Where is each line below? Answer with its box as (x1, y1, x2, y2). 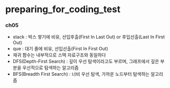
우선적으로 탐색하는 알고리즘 (22, 65, 79, 71)
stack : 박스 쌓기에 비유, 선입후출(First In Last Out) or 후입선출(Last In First (12, 34, 165, 40)
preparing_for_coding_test (5, 4, 121, 15)
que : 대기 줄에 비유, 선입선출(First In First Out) (12, 46, 109, 52)
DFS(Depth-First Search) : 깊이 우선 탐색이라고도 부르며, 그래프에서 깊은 (12, 58, 160, 65)
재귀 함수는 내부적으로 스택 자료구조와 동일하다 (12, 52, 106, 58)
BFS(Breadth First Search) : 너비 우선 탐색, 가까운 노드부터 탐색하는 (12, 71, 150, 77)
